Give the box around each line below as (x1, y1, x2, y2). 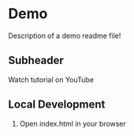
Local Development (8, 98, 106, 111)
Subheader (8, 54, 65, 67)
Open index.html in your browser (19, 119, 126, 128)
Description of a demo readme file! (8, 31, 121, 40)
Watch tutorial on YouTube (8, 74, 95, 84)
